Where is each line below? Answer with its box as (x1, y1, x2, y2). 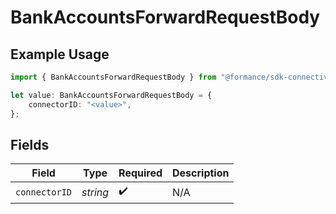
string (81, 185, 110, 199)
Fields (10, 136, 50, 153)
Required (118, 166, 163, 180)
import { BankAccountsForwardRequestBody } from (10, 72, 217, 82)
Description (172, 166, 230, 180)
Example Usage (10, 46, 110, 63)
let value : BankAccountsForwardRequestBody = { (10, 90, 213, 100)
